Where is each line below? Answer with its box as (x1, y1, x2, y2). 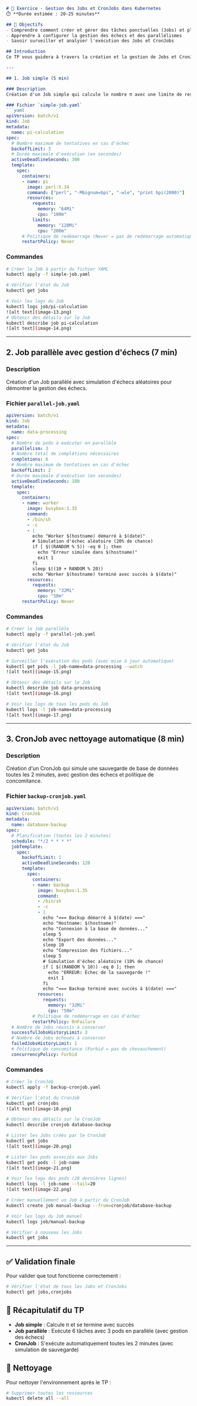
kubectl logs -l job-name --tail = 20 (6, 1181, 96, 1187)
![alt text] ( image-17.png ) (6, 712, 72, 718)
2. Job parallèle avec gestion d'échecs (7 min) (6, 347, 178, 357)
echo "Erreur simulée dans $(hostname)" (37, 549, 138, 555)
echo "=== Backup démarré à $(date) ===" (43, 915, 145, 921)
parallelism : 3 (11, 445, 49, 451)
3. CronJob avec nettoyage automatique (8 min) (6, 734, 185, 744)
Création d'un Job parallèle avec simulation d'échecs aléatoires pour (6, 378, 172, 385)
